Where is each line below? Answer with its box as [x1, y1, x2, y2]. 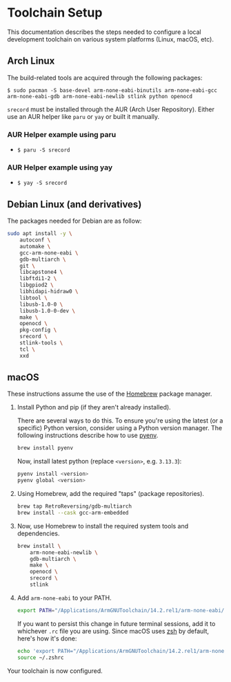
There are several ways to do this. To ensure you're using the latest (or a [17, 416, 223, 425]
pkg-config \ [19, 326, 57, 333]
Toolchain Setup [7, 5, 103, 21]
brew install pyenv [17, 445, 74, 452]
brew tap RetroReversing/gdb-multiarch [17, 503, 132, 510]
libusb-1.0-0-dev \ [19, 307, 76, 314]
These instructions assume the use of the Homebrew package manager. [7, 389, 212, 398]
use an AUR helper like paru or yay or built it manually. [7, 112, 160, 120]
